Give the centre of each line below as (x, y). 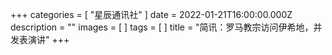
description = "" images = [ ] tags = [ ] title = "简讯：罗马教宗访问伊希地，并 (166, 27)
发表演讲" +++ (40, 39)
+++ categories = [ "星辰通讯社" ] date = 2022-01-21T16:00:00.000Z (151, 14)
